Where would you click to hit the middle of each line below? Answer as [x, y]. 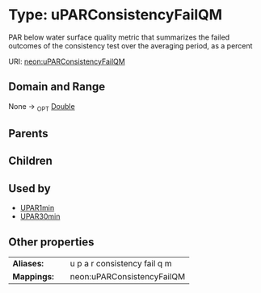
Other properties [51, 242]
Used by [29, 188]
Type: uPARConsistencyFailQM [116, 15]
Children [30, 161]
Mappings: [34, 276]
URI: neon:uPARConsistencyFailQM [67, 61]
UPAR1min [37, 208]
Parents [28, 134]
